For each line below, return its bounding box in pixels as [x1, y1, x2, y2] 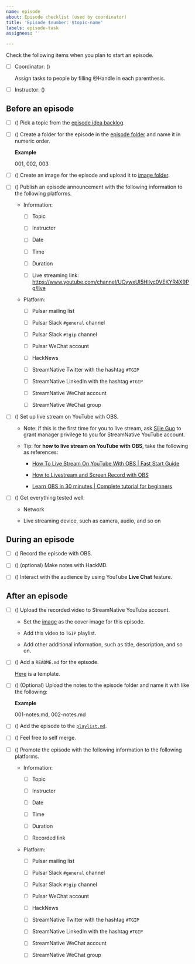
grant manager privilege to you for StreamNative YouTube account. [23, 431, 186, 438]
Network [23, 506, 45, 513]
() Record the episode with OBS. [14, 550, 93, 557]
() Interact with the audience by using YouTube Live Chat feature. [14, 574, 173, 581]
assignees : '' [6, 31, 41, 36]
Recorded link [32, 834, 66, 841]
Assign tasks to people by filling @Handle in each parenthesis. [14, 75, 166, 82]
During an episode [6, 534, 74, 544]
